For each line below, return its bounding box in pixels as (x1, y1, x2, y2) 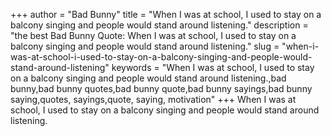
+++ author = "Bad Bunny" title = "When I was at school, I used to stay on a (10, 9, 322, 20)
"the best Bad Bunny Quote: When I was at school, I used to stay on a (10, 30, 297, 41)
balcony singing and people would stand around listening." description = (10, 19, 309, 31)
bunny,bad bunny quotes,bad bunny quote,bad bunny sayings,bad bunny (10, 83, 313, 94)
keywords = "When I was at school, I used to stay (111, 62, 315, 73)
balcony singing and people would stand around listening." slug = (10, 40, 280, 52)
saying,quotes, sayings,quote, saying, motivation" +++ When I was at (10, 94, 297, 105)
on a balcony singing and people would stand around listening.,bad (10, 72, 287, 84)
